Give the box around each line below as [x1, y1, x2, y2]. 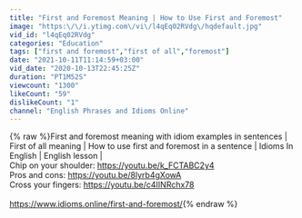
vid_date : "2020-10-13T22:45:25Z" [9, 64, 141, 74]
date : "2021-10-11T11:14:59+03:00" [9, 55, 145, 64]
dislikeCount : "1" [9, 97, 79, 107]
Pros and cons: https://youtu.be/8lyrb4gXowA [9, 170, 182, 181]
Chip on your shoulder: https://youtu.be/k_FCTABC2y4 [9, 160, 216, 171]
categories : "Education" [9, 38, 104, 48]
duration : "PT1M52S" [9, 73, 88, 82]
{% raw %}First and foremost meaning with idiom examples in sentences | [9, 131, 288, 142]
